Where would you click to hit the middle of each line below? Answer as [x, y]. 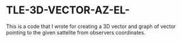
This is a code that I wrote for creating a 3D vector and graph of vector [91, 26]
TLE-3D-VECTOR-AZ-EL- [68, 10]
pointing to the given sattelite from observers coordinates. [76, 32]
